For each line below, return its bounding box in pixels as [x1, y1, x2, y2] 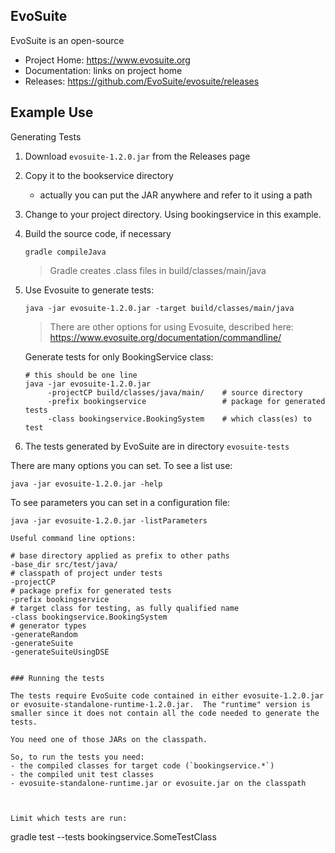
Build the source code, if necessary [24, 227, 172, 239]
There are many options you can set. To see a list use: [10, 459, 233, 471]
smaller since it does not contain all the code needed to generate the [10, 708, 320, 718]
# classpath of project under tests [10, 568, 163, 578]
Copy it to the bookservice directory [24, 169, 174, 181]
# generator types [10, 620, 87, 631]
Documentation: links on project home [24, 64, 183, 76]
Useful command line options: [10, 533, 137, 543]
